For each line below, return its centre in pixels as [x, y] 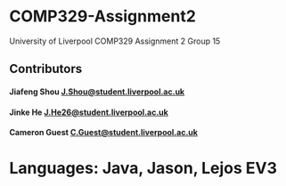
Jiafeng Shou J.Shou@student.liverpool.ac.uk [97, 92]
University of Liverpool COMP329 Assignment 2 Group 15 [115, 41]
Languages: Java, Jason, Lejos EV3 [143, 169]
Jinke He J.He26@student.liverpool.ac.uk [89, 112]
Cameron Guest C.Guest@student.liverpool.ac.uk [104, 133]
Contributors [46, 69]
